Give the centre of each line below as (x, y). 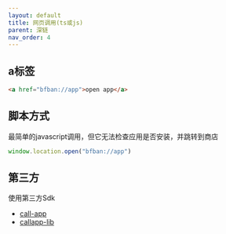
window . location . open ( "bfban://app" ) (70, 151)
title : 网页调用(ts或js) (46, 23)
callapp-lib (37, 222)
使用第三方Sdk (32, 198)
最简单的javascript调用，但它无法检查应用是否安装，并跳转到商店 (113, 136)
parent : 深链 (28, 30)
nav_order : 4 (29, 37)
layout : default (35, 15)
